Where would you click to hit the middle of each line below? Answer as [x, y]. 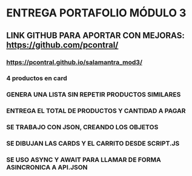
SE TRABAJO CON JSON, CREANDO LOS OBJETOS [82, 127]
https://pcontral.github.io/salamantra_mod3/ [74, 62]
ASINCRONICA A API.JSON [47, 168]
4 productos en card [37, 78]
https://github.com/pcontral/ [62, 45]
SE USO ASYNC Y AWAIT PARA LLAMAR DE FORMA [84, 160]
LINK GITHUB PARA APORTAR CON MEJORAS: [95, 36]
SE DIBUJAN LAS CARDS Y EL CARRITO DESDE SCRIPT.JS [93, 144]
